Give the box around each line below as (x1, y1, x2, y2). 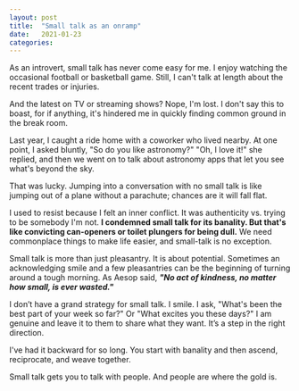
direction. (9, 328, 45, 338)
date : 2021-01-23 (9, 29, 82, 38)
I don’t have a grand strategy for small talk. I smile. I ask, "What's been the (9, 299, 283, 310)
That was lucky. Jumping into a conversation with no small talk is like (9, 180, 262, 192)
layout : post (9, 12, 58, 22)
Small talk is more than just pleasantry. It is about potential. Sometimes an (9, 254, 280, 264)
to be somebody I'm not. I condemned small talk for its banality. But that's (9, 217, 287, 228)
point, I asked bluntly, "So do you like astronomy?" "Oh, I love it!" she (9, 145, 263, 155)
